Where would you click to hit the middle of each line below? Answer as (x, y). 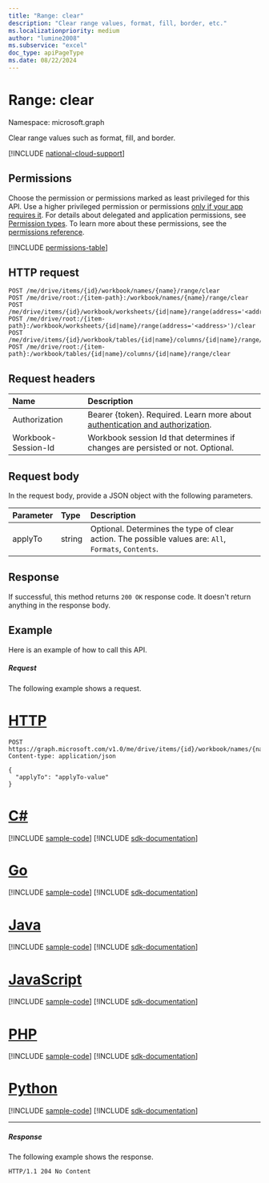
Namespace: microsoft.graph (56, 122)
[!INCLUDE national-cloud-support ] (67, 153)
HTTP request (44, 273)
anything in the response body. (59, 605)
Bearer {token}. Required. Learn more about (170, 415)
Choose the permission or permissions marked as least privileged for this (129, 198)
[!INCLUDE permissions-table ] (58, 247)
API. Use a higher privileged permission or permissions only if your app (126, 206)
